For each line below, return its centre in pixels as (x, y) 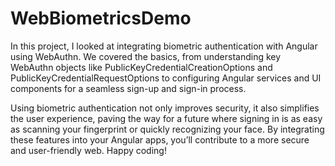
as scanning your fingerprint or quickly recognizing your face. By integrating (167, 129)
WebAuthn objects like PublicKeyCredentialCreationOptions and (141, 67)
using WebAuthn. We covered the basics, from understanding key (146, 56)
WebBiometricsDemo (101, 18)
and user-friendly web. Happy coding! (88, 150)
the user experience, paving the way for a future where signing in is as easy (166, 118)
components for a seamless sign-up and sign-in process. (128, 88)
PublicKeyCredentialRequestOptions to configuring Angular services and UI (166, 78)
